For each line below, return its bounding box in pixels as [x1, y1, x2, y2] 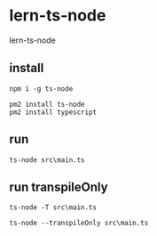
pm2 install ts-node [9, 100, 86, 109]
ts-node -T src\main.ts [9, 203, 98, 212]
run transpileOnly [9, 179, 108, 194]
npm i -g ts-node [9, 84, 74, 94]
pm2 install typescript [9, 108, 98, 117]
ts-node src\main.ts [9, 155, 86, 165]
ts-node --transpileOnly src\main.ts [9, 219, 149, 228]
